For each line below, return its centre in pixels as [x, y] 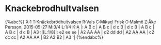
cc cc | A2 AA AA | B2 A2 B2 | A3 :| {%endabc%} [54, 37]
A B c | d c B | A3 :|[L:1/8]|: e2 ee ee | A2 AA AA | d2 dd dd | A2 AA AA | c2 [80, 32]
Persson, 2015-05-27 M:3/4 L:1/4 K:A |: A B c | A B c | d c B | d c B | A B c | [80, 27]
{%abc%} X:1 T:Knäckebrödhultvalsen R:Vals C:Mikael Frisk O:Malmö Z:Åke [80, 22]
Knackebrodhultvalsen [52, 8]
